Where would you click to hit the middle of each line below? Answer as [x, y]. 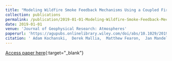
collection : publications [33, 15]
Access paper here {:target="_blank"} [45, 53]
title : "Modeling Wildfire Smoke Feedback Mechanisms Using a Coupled [82, 10]
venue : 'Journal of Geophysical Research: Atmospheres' [66, 29]
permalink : [17, 19]
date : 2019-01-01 [24, 24]
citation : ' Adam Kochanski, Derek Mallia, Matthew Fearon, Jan [79, 39]
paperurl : [16, 34]
